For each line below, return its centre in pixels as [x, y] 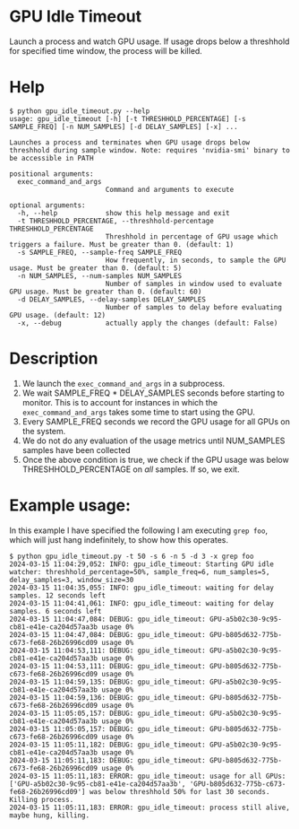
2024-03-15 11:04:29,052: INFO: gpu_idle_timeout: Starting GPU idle [142, 564]
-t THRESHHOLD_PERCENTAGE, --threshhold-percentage [116, 221]
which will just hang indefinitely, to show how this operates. [119, 539]
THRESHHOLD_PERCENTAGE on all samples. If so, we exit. [131, 469]
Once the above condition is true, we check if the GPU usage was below [155, 459]
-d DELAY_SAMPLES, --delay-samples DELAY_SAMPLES [111, 299]
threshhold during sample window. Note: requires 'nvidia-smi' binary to [150, 150]
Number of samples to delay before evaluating [193, 307]
